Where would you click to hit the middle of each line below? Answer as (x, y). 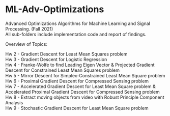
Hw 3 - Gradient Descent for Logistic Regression (56, 59)
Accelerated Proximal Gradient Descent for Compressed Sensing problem (83, 92)
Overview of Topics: (26, 44)
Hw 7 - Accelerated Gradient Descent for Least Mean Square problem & (81, 86)
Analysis (14, 102)
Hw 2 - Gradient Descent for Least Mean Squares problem (66, 54)
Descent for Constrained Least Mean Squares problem (62, 70)
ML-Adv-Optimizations (55, 9)
